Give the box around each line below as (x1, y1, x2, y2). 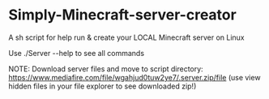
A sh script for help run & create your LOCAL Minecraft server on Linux (8, 32, 245, 42)
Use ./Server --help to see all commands (8, 48, 144, 58)
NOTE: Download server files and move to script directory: (8, 63, 204, 74)
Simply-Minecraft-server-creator (8, 6, 237, 24)
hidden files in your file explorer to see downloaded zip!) (8, 81, 197, 91)
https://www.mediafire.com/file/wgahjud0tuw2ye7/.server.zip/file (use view (8, 72, 261, 82)
